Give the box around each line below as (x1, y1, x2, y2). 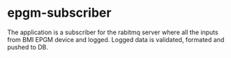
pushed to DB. (7, 43, 49, 51)
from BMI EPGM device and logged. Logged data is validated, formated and (7, 35, 225, 43)
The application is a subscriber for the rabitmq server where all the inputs (7, 28, 218, 36)
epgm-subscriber (7, 5, 112, 21)
